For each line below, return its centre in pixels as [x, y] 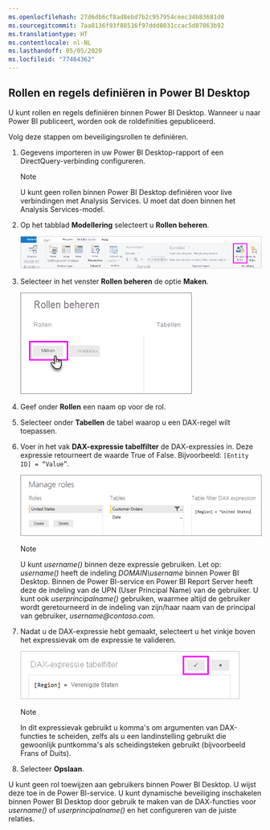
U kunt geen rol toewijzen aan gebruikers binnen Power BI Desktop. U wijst [132, 785]
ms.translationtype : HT [48, 34]
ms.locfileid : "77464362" [51, 60]
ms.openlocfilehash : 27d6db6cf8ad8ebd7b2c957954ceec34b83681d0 [117, 17]
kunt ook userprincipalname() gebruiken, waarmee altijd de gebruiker [135, 599]
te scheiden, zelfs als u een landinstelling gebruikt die [137, 737]
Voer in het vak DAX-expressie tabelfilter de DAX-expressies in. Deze [137, 446]
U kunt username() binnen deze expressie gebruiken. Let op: [121, 565]
